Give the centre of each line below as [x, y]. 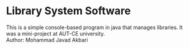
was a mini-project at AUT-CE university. [56, 33]
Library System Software [69, 11]
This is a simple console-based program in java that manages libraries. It [94, 27]
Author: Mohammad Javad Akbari [47, 40]
